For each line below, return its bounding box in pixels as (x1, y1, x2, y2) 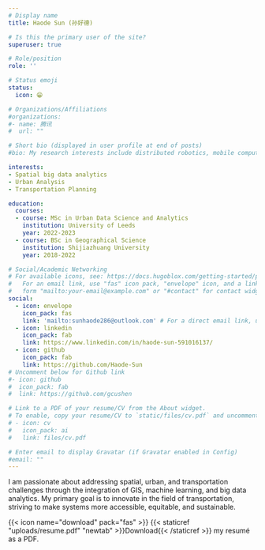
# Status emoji (8, 77, 58, 85)
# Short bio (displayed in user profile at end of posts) (8, 141, 203, 150)
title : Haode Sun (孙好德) (8, 19, 93, 27)
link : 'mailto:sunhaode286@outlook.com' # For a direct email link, (22, 317, 252, 325)
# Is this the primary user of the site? (8, 33, 147, 41)
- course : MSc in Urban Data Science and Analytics (15, 214, 189, 222)
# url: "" (8, 127, 44, 135)
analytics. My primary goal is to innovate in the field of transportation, (8, 494, 234, 503)
